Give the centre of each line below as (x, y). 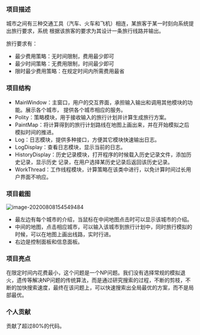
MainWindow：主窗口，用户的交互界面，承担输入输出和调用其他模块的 (101, 102)
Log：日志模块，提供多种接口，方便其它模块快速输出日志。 (87, 139)
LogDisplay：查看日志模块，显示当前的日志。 (70, 147)
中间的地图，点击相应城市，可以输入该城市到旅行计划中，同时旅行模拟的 (103, 227)
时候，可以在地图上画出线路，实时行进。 (64, 234)
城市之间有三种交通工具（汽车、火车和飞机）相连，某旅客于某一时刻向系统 (97, 24)
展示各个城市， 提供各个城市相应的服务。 (76, 110)
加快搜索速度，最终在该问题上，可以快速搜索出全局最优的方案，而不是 (102, 288)
